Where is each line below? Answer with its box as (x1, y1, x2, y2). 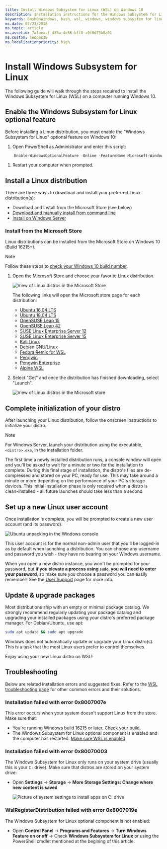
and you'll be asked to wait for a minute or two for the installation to (5, 462, 143, 468)
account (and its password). (5, 521, 63, 527)
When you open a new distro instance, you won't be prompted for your (5, 561, 150, 567)
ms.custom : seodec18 (5, 35, 48, 40)
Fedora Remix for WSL (19, 349, 66, 355)
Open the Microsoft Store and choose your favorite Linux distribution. (12, 273, 155, 279)
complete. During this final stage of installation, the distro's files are (5, 467, 144, 473)
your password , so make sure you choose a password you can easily (5, 571, 148, 577)
